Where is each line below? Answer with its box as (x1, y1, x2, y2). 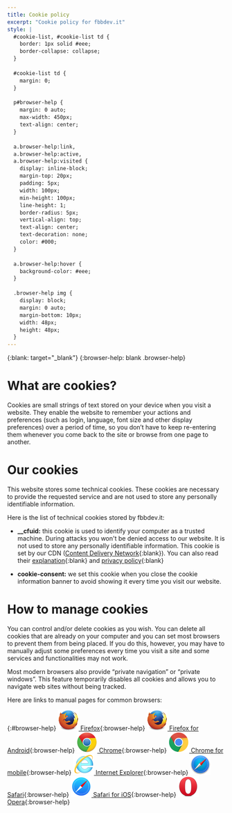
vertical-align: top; (19, 216, 82, 224)
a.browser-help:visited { (13, 158, 89, 165)
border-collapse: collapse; (19, 48, 100, 55)
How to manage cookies (7, 602, 149, 618)
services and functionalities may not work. (7, 654, 128, 662)
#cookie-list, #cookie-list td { (13, 33, 110, 40)
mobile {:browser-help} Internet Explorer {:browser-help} (7, 768, 189, 776)
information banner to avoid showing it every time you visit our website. (17, 577, 222, 585)
